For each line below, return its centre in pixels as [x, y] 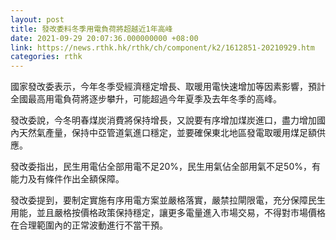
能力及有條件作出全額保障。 [67, 179]
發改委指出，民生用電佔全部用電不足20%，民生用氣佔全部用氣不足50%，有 [166, 167]
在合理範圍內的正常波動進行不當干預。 [89, 225]
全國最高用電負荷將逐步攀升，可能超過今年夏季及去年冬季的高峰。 [146, 99]
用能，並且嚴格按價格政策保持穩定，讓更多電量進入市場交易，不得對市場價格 [168, 213]
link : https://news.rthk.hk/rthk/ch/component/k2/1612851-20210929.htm [162, 47]
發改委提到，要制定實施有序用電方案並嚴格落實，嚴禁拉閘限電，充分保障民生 [168, 200]
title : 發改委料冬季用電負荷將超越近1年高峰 [91, 29]
